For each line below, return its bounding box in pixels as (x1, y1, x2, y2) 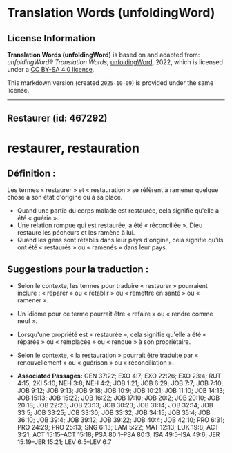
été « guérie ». (17, 214, 59, 222)
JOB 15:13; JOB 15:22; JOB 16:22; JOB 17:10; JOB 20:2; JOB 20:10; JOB (17, 394, 220, 402)
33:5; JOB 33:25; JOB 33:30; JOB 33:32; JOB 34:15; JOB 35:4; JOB (17, 409, 211, 417)
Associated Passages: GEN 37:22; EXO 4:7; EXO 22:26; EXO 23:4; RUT (17, 372, 222, 380)
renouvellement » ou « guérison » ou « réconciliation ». (17, 358, 174, 367)
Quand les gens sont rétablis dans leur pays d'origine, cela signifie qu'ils (17, 236, 224, 244)
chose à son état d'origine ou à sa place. (7, 193, 123, 202)
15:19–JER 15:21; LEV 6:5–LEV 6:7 (17, 438, 112, 446)
